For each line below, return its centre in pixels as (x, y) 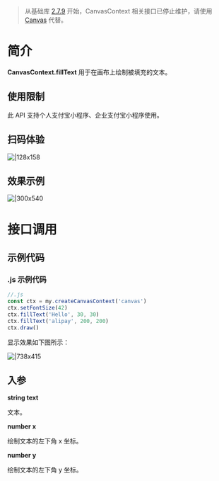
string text (23, 398)
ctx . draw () (23, 328)
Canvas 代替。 (46, 20)
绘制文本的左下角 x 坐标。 (45, 441)
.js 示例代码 (27, 279)
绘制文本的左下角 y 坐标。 (45, 470)
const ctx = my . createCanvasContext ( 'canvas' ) (77, 301)
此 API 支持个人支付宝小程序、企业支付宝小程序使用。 (85, 115)
